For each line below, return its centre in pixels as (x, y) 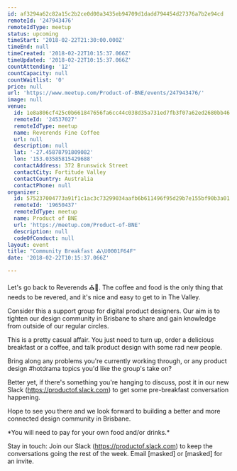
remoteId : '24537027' (46, 119)
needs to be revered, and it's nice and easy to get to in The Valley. (104, 297)
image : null (25, 100)
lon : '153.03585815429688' (54, 159)
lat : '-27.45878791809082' (54, 153)
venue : (17, 106)
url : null (28, 139)
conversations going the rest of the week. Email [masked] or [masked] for (115, 454)
